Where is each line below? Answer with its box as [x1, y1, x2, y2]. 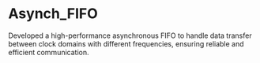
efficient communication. [8, 47, 89, 57]
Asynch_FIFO [8, 5, 99, 23]
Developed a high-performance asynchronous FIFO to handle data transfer [8, 31, 252, 40]
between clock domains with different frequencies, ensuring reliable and [8, 39, 244, 48]
